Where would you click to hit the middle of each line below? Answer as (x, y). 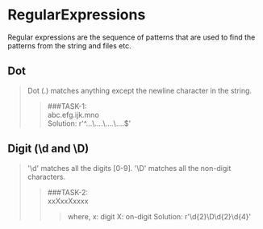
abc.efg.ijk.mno (73, 114)
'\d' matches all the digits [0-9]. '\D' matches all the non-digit (129, 168)
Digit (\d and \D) (48, 149)
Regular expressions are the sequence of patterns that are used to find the (131, 37)
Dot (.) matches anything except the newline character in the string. (139, 90)
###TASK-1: (67, 106)
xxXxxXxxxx (68, 201)
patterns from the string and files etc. (69, 45)
